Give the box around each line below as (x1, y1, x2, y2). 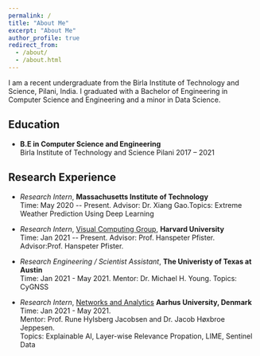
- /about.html (15, 57, 62, 65)
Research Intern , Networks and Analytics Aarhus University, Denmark (19, 297, 252, 307)
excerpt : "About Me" (8, 26, 77, 34)
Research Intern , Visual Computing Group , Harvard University (19, 224, 225, 233)
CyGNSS (19, 282, 49, 291)
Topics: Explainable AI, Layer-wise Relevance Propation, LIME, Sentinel (19, 331, 253, 341)
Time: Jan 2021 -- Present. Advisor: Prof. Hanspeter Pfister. (19, 233, 215, 242)
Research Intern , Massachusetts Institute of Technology (19, 192, 209, 201)
